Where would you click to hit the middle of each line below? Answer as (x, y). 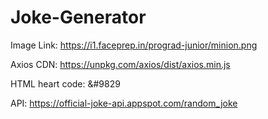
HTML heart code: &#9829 (65, 83)
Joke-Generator (78, 17)
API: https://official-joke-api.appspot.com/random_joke (124, 103)
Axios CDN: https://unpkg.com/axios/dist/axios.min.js (120, 64)
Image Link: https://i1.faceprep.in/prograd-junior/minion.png (134, 45)
